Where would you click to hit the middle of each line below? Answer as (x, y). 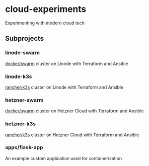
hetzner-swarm (24, 100)
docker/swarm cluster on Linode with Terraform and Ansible (67, 64)
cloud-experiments (46, 9)
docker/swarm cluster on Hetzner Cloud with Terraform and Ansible (74, 111)
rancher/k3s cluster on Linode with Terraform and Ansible (64, 87)
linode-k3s (19, 77)
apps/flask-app (24, 148)
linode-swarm (23, 53)
